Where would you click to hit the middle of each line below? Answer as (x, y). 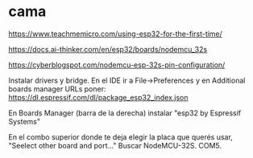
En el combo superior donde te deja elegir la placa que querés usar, (121, 137)
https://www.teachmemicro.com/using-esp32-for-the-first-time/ (116, 34)
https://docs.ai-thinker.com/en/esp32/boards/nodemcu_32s (108, 49)
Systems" (25, 121)
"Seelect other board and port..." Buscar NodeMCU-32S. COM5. (115, 145)
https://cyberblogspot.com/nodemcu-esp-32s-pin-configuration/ (117, 65)
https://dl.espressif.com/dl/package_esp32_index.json (98, 97)
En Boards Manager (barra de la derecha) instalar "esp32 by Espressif (125, 113)
